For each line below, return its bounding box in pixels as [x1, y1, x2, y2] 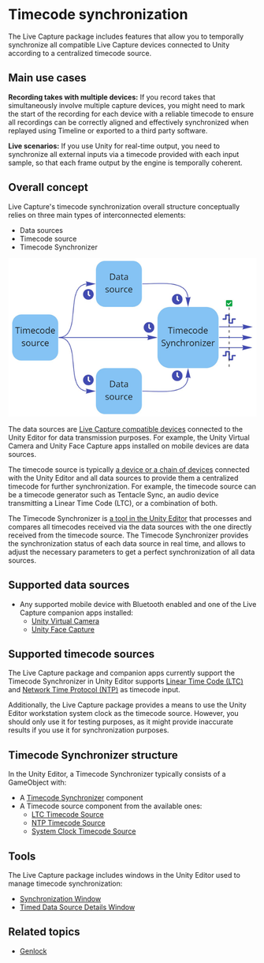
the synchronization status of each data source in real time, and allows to [8, 538, 246, 548]
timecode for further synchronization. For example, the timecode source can [8, 481, 257, 491]
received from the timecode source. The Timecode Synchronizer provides [8, 530, 249, 540]
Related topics [8, 925, 80, 939]
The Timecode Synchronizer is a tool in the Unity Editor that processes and [8, 513, 252, 523]
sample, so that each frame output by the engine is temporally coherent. [8, 158, 243, 167]
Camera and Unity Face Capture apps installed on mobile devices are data [8, 440, 250, 451]
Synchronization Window [19, 894, 102, 904]
